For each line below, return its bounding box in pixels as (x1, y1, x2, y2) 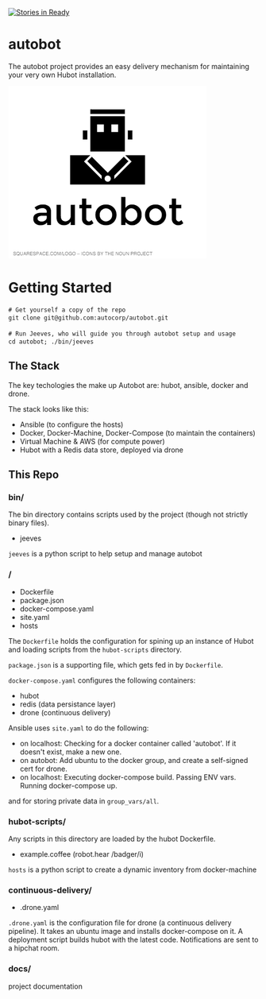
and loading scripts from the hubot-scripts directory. (8, 645, 183, 654)
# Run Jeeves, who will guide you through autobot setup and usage (8, 330, 237, 338)
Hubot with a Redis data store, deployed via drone (19, 445, 184, 455)
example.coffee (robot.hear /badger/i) (19, 849, 145, 858)
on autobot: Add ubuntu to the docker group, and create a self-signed (19, 755, 249, 765)
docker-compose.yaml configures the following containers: (8, 676, 196, 685)
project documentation (8, 982, 83, 991)
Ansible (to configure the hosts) (19, 420, 124, 429)
